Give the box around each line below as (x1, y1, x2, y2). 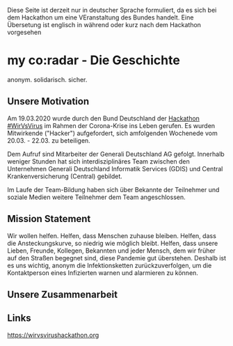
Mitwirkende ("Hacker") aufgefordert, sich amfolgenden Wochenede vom (7, 129, 218, 137)
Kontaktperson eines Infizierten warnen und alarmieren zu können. (7, 268, 198, 277)
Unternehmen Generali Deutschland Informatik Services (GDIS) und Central (7, 164, 223, 173)
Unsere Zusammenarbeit (7, 288, 118, 300)
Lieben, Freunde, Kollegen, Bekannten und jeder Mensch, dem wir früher (7, 246, 216, 255)
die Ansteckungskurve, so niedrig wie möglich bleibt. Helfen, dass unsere (7, 239, 218, 247)
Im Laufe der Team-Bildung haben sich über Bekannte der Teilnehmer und (7, 185, 220, 194)
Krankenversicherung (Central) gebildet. (7, 172, 123, 180)
